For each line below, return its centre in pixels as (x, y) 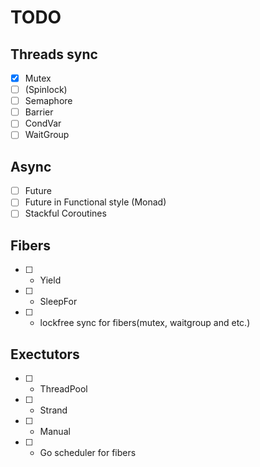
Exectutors (45, 354)
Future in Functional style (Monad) (95, 202)
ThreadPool (63, 389)
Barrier (39, 112)
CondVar (43, 123)
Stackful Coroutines (65, 213)
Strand (53, 410)
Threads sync (54, 54)
